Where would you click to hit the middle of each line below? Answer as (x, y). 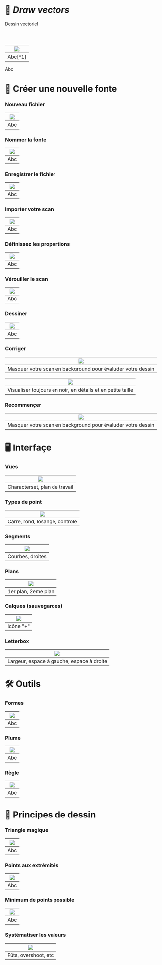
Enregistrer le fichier (30, 174)
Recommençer (23, 405)
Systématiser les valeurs (36, 935)
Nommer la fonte (26, 140)
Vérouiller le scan (27, 279)
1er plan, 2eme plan (31, 592)
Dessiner (16, 314)
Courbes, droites (27, 557)
